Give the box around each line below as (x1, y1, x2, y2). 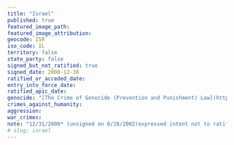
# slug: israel (7, 127, 52, 134)
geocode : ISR (7, 36, 45, 43)
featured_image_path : (7, 23, 70, 30)
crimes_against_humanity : (7, 101, 82, 108)
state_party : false (7, 56, 64, 63)
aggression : (7, 107, 42, 114)
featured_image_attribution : (7, 29, 92, 37)
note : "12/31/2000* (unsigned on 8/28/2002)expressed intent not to (7, 120, 210, 128)
